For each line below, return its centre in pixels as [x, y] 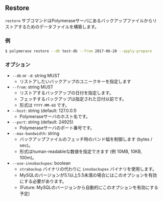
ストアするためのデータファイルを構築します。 [52, 27]
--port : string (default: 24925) [43, 122]
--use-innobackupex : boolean [41, 163]
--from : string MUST [33, 87]
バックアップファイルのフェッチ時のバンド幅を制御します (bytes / [86, 139]
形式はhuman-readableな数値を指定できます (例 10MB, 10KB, [81, 151]
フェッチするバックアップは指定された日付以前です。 [73, 99]
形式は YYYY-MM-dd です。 [44, 105]
